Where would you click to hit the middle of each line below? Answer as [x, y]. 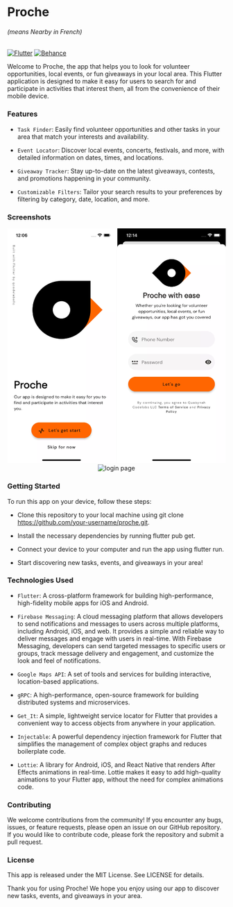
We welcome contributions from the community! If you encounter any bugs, [115, 820]
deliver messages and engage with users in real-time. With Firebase [114, 638]
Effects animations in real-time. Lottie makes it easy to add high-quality [119, 772]
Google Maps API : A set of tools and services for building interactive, [114, 674]
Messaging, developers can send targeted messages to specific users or [121, 645]
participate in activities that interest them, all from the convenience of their [114, 89]
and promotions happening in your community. [84, 178]
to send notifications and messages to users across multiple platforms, [118, 624]
